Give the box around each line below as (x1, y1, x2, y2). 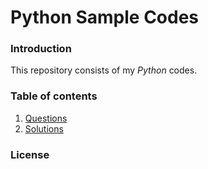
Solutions (24, 122, 64, 135)
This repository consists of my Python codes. (10, 64, 198, 76)
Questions (24, 112, 68, 124)
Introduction (10, 42, 72, 56)
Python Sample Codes (10, 6, 200, 29)
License (10, 147, 50, 161)
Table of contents (10, 89, 98, 103)
